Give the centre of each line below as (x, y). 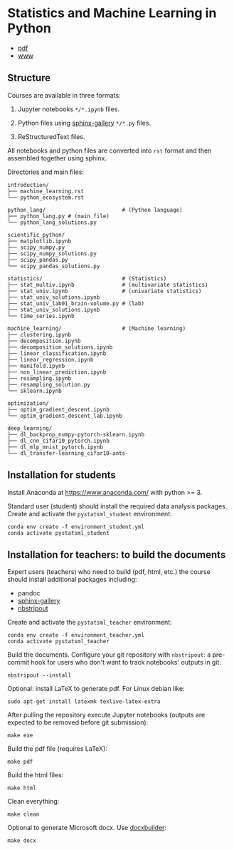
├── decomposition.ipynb (44, 341)
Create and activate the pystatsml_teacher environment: (90, 623)
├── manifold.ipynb (36, 366)
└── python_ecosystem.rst (46, 198)
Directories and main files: (46, 172)
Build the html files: (36, 775)
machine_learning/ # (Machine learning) (97, 328)
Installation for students (62, 475)
